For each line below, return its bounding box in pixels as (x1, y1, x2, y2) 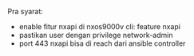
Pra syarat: (7, 7, 43, 16)
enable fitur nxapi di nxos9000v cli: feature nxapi (18, 22, 181, 31)
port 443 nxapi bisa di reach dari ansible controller (18, 39, 186, 48)
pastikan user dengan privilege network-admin (18, 31, 173, 39)
